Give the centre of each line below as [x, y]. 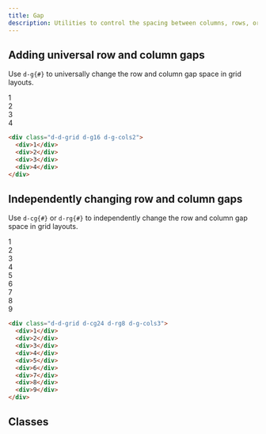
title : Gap [26, 15]
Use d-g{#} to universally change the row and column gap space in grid [125, 74]
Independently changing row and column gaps [125, 199]
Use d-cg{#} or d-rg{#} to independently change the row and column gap [128, 218]
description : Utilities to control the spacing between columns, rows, [129, 23]
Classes [28, 422]
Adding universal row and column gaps [107, 55]
